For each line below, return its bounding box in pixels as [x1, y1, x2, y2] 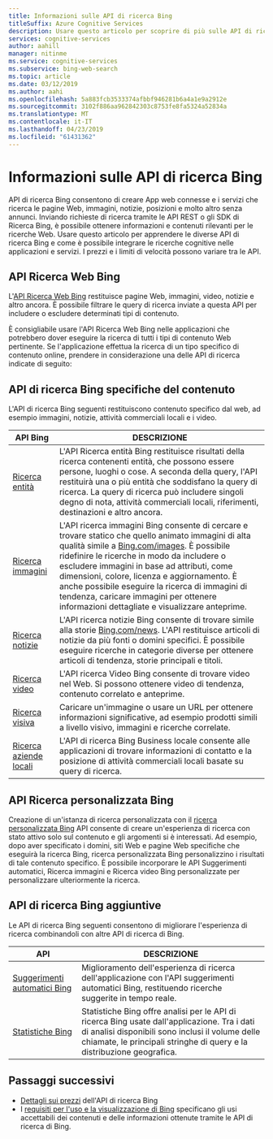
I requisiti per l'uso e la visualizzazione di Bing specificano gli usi [19, 1104, 237, 1114]
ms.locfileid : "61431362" [8, 132, 96, 141]
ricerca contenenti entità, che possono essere [59, 456, 235, 467]
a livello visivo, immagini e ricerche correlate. [59, 722, 231, 734]
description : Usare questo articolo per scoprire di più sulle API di [8, 27, 253, 35]
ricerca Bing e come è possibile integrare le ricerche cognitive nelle [8, 237, 234, 248]
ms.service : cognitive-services [8, 58, 118, 66]
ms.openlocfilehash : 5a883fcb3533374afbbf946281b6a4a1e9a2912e [8, 95, 227, 103]
